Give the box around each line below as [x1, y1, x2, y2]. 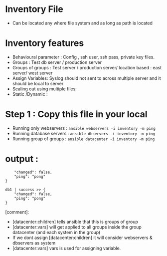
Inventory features [5, 37, 84, 49]
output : [5, 153, 39, 164]
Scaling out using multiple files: [12, 86, 77, 92]
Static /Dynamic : [12, 91, 48, 97]
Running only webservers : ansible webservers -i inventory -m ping [12, 125, 156, 131]
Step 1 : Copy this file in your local [5, 109, 148, 120]
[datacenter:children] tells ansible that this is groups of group [12, 219, 138, 225]
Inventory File [5, 3, 63, 15]
